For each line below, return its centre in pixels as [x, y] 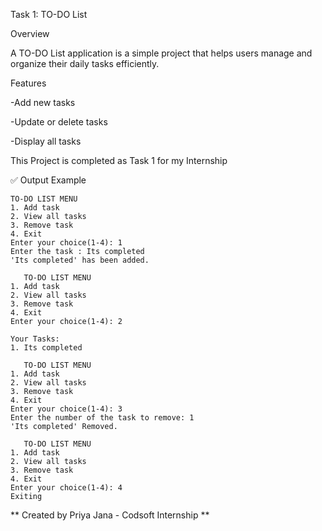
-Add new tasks [43, 102]
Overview [30, 33]
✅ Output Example [48, 180]
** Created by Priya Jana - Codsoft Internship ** [110, 515]
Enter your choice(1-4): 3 [66, 409]
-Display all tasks [46, 141]
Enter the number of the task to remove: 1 [102, 418]
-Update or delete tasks [59, 122]
